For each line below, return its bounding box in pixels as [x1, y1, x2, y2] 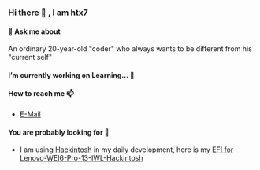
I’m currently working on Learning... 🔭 [8, 70, 136, 79]
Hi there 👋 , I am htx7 [8, 7, 88, 18]
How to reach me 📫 [8, 89, 74, 98]
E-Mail [19, 109, 41, 119]
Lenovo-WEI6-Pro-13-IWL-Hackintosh [19, 153, 143, 163]
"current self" [8, 53, 53, 62]
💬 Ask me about [8, 27, 61, 36]
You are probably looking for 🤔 [8, 128, 110, 137]
